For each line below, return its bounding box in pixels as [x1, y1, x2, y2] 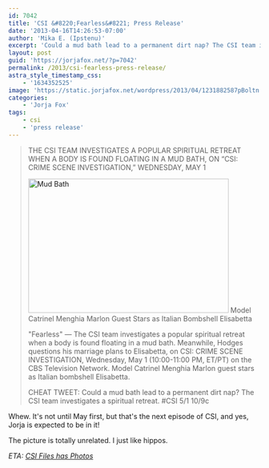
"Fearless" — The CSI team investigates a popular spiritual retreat [27, 329, 246, 339]
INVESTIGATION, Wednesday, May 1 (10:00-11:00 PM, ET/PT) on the [27, 354, 252, 365]
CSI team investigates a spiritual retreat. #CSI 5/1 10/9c [27, 396, 210, 405]
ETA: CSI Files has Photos [8, 450, 94, 461]
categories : [8, 94, 48, 102]
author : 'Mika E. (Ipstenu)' [8, 34, 106, 42]
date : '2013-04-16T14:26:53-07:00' [8, 26, 127, 34]
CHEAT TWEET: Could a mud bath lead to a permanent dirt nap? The [27, 387, 255, 397]
